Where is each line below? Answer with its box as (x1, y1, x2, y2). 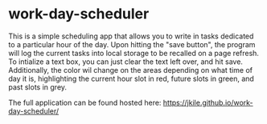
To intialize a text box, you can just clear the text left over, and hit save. (8, 57, 244, 66)
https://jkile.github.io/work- (162, 98, 253, 107)
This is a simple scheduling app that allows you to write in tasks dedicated (8, 31, 254, 41)
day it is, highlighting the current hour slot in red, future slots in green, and (8, 74, 255, 83)
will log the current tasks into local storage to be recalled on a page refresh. (8, 48, 260, 58)
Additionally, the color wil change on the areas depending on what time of (8, 65, 253, 74)
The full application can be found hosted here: (8, 98, 162, 107)
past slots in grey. (8, 82, 67, 92)
